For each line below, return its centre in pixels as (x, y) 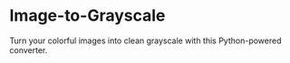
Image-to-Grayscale (87, 16)
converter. (29, 49)
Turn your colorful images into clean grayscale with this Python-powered (146, 40)
